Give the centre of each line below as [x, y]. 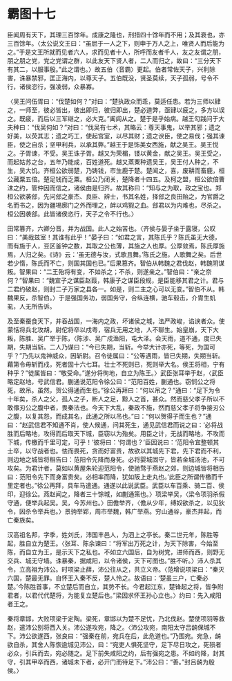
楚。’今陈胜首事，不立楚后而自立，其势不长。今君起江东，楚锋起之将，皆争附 [115, 586]
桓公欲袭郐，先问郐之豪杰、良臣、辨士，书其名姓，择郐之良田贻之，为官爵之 [116, 196]
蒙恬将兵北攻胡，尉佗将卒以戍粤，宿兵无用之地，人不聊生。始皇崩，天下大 [113, 329]
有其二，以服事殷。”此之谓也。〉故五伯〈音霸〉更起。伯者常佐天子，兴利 [108, 69]
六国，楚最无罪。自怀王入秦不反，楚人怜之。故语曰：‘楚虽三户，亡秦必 [108, 578]
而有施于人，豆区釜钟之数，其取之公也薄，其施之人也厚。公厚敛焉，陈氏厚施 [116, 246]
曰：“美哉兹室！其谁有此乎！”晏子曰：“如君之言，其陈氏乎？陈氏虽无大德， [114, 237]
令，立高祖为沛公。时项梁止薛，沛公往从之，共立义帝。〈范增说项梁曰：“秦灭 [116, 569]
